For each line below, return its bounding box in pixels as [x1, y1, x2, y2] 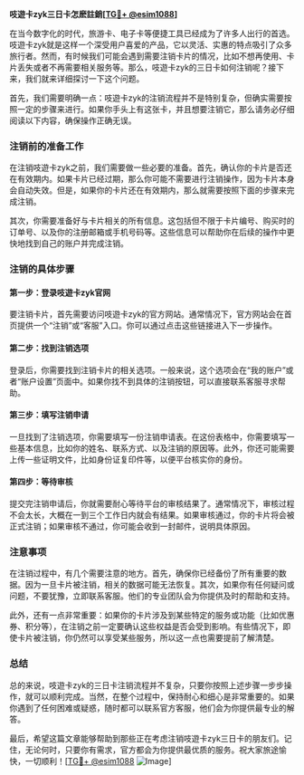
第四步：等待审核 [9, 476, 73, 487]
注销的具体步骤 [9, 263, 75, 275]
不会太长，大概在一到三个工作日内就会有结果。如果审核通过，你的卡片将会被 [9, 510, 295, 521]
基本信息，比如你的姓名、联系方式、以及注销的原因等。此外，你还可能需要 [16, 443, 295, 454]
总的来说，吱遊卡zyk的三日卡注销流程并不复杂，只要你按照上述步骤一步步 [9, 679, 285, 691]
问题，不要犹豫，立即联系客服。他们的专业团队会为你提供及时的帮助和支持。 [9, 590, 295, 601]
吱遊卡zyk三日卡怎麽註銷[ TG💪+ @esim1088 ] [9, 9, 178, 19]
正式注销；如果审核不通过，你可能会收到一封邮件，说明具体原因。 [9, 521, 255, 532]
